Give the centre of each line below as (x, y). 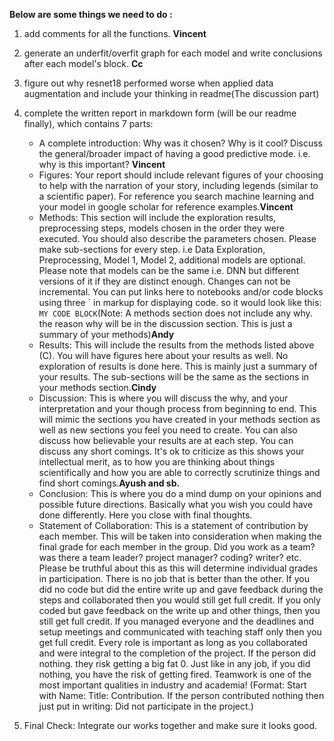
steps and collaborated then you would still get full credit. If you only (179, 600)
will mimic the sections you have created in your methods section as (179, 419)
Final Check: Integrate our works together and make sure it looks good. (170, 725)
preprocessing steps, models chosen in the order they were (162, 228)
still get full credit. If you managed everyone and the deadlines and (176, 621)
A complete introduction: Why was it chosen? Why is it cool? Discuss (180, 143)
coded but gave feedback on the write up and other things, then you (179, 610)
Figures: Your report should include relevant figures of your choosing (181, 175)
